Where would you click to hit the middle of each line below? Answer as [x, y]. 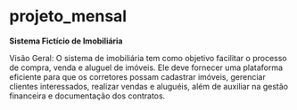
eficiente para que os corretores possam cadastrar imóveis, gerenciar [137, 76]
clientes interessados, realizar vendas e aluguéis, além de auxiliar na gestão [148, 86]
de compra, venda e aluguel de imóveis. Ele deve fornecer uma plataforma [146, 67]
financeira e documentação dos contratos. [87, 96]
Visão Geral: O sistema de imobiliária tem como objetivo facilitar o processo [148, 58]
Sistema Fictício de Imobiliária [66, 41]
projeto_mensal [68, 16]
